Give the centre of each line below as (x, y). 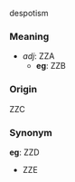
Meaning (29, 36)
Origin (23, 90)
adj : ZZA (38, 56)
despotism (29, 13)
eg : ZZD (24, 152)
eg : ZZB (51, 66)
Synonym (31, 132)
